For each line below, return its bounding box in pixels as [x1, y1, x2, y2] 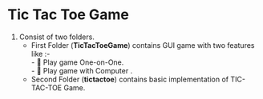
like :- [30, 49, 51, 58]
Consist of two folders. [18, 32, 95, 42]
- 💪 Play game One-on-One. [30, 57, 124, 67]
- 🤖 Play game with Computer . [30, 65, 133, 75]
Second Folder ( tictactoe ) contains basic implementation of [30, 74, 229, 84]
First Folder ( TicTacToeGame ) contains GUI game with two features [30, 40, 255, 49]
